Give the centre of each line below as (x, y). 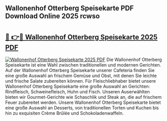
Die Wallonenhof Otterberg (134, 59)
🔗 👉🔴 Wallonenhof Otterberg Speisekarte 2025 (81, 37)
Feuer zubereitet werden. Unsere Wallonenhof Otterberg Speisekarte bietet (83, 102)
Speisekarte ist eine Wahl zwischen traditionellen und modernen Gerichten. (83, 65)
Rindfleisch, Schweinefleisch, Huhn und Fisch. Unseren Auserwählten (77, 92)
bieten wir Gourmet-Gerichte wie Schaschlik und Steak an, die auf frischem (83, 97)
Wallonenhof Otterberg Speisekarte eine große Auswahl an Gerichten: (78, 86)
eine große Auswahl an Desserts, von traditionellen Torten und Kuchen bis (82, 108)
